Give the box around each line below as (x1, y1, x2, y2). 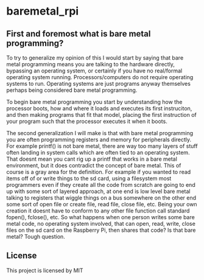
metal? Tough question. (6, 233, 65, 240)
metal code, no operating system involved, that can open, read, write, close (6, 220, 196, 227)
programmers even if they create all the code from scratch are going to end (6, 181, 196, 188)
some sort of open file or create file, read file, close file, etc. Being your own (6, 201, 197, 208)
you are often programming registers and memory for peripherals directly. (6, 136, 192, 143)
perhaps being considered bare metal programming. (6, 86, 138, 94)
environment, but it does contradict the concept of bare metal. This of (6, 162, 181, 169)
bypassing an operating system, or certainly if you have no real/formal (6, 67, 183, 74)
